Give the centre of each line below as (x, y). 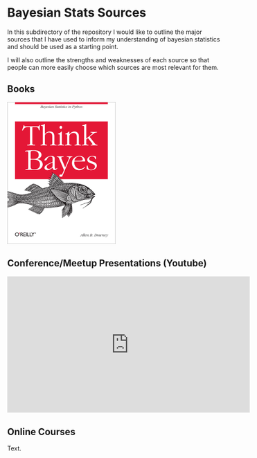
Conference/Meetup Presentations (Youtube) (107, 263)
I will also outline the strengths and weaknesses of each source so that (108, 59)
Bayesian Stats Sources (77, 13)
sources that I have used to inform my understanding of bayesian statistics (114, 39)
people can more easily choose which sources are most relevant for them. (113, 67)
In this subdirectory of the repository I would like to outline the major (105, 32)
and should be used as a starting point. (63, 46)
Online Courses (42, 431)
